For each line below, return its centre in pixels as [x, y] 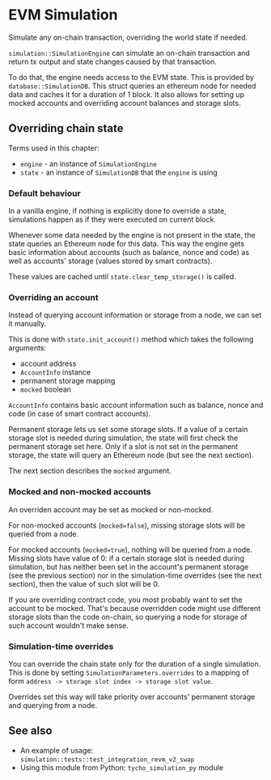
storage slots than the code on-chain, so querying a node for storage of [128, 617]
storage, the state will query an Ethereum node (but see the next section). [131, 456]
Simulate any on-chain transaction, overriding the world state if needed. [128, 37]
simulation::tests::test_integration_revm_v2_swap [107, 759]
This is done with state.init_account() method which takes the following [131, 339]
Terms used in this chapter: [54, 148]
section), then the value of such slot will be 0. [84, 583]
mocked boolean [45, 389]
